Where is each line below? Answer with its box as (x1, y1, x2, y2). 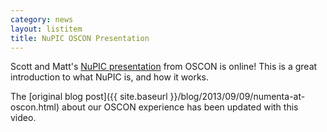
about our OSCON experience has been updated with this (61, 101, 299, 113)
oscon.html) (10, 101, 60, 113)
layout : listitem (10, 24, 83, 34)
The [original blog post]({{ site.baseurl (10, 91, 168, 103)
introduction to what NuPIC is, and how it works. (10, 71, 209, 83)
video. (10, 112, 37, 124)
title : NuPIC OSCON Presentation (10, 33, 150, 43)
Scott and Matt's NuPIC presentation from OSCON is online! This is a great (10, 61, 318, 73)
